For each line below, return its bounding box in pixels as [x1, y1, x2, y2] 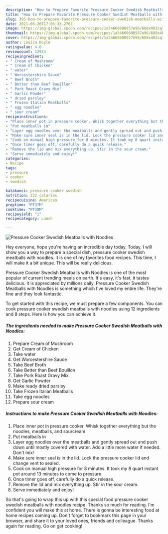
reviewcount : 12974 [5, 49, 46, 54]
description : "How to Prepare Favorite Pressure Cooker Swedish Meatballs [5, 7, 165, 12]
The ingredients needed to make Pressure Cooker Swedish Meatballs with [5, 322, 163, 328]
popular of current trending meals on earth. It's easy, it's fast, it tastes [5, 275, 149, 281]
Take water [12, 351, 36, 357]
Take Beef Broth [12, 362, 46, 368]
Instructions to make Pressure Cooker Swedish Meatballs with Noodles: [5, 410, 158, 416]
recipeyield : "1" [5, 211, 42, 216]
